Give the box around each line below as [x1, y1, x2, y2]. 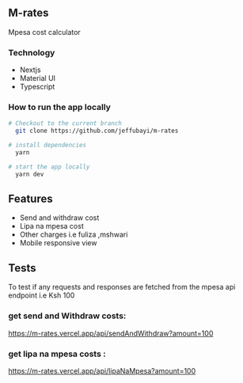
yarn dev [15, 170, 44, 178]
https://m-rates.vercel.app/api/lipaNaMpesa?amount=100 [8, 366, 196, 375]
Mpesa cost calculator [8, 27, 81, 36]
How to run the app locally [8, 102, 111, 113]
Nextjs [19, 65, 41, 74]
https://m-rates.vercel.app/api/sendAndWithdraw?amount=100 [8, 328, 214, 338]
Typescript [19, 82, 55, 92]
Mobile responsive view [19, 238, 97, 248]
